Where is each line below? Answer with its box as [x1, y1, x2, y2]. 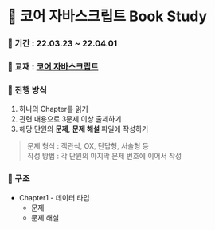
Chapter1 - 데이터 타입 [18, 192, 90, 202]
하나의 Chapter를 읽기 [18, 105, 88, 114]
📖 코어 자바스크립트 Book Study [7, 7, 208, 26]
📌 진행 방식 [7, 85, 47, 96]
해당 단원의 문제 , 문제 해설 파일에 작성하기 [18, 125, 149, 134]
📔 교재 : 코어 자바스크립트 [7, 61, 99, 73]
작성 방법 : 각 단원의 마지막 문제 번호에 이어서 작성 [26, 151, 182, 161]
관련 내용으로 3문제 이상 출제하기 [18, 114, 122, 124]
